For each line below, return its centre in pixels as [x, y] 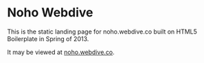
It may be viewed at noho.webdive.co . [61, 52]
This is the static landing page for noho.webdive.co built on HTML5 [102, 32]
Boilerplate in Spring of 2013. [48, 38]
